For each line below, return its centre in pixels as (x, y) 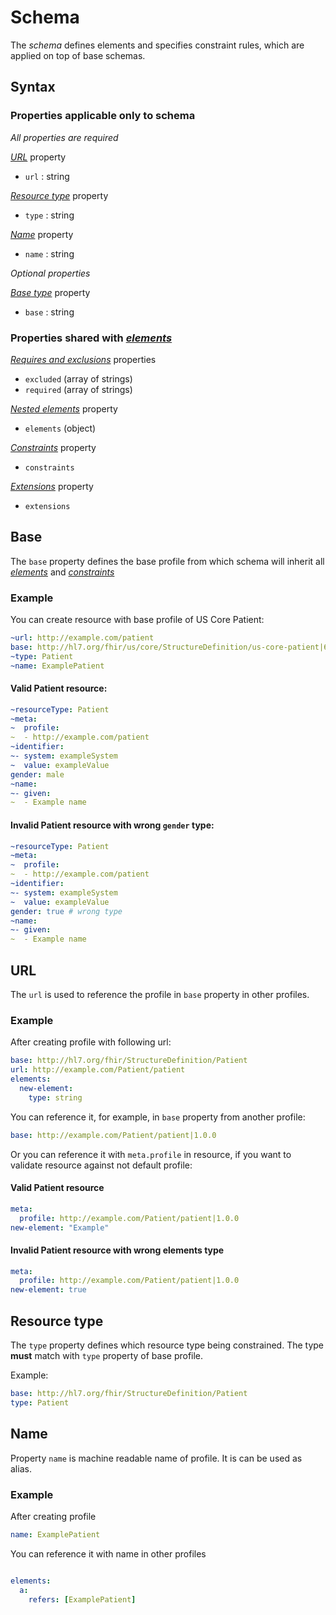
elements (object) (60, 428)
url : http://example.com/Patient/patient (98, 1070)
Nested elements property (64, 408)
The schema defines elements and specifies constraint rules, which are (157, 45)
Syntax (33, 87)
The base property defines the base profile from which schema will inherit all (167, 561)
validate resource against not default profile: (101, 1165)
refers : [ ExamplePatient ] (82, 1599)
